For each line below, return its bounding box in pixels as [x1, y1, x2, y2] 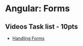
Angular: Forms [5, 3, 70, 14]
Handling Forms [12, 35, 45, 41]
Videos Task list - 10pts [5, 23, 78, 31]
